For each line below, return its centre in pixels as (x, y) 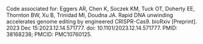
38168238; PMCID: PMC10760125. (49, 34)
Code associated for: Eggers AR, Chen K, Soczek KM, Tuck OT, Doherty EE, (101, 9)
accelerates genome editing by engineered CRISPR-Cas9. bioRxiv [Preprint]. (102, 21)
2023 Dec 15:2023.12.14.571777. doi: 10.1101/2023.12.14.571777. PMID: (92, 28)
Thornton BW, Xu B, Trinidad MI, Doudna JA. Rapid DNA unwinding (90, 15)
